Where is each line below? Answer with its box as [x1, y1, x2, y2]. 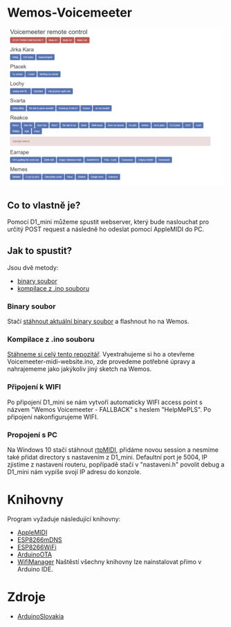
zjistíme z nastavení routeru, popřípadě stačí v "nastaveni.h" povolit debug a [7, 460, 225, 469]
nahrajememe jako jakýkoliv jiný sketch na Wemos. [7, 365, 152, 373]
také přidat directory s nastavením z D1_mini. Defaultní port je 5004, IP [7, 453, 207, 461]
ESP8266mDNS [17, 535, 62, 544]
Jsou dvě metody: [7, 263, 59, 271]
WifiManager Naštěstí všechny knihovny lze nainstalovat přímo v [17, 557, 202, 565]
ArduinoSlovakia [17, 612, 64, 620]
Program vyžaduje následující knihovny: [7, 514, 121, 523]
